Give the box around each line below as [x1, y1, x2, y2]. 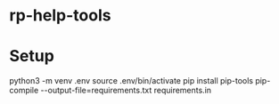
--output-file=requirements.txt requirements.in [40, 85, 212, 96]
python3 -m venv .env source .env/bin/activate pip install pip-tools [9, 76, 254, 86]
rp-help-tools [9, 5, 111, 26]
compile [9, 85, 39, 96]
